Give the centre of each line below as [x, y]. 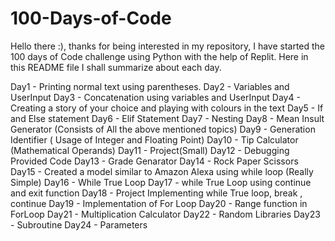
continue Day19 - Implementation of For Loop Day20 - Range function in [159, 203]
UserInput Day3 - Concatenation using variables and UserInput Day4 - [155, 97]
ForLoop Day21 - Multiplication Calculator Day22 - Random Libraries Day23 [165, 214]
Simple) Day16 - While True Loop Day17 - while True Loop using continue [161, 182]
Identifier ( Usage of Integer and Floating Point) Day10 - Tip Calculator [154, 139]
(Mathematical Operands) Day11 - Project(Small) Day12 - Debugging [150, 150]
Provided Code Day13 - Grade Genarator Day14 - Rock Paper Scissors [154, 161]
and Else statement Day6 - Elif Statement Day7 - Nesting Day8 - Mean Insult [167, 118]
